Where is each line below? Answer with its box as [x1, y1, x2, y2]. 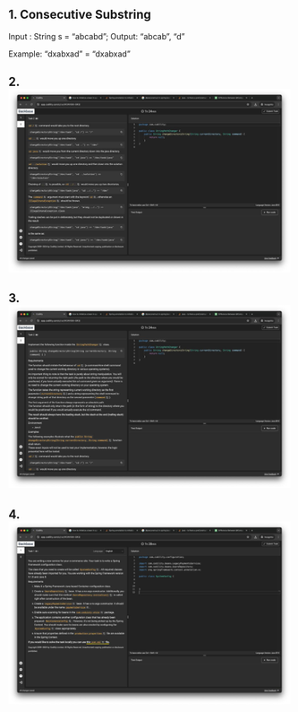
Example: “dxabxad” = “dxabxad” [8, 48, 131, 59]
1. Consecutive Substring [8, 7, 151, 22]
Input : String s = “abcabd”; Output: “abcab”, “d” [8, 30, 185, 41]
